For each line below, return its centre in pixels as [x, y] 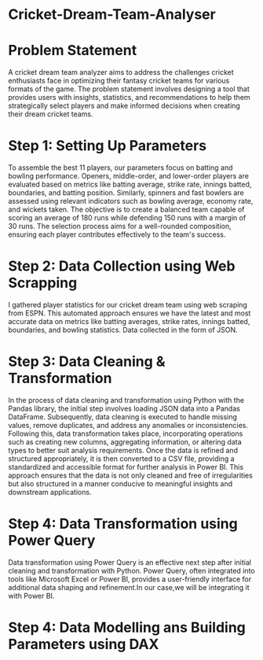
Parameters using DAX [84, 645]
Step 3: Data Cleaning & [87, 361]
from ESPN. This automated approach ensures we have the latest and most [130, 313]
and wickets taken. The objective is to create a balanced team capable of [126, 209]
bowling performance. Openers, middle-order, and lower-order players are [129, 176]
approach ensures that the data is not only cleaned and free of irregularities [130, 475]
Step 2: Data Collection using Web [122, 266]
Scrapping [43, 283]
